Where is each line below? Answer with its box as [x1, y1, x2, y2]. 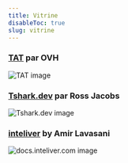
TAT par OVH [8, 52, 59, 63]
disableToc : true [8, 19, 66, 27]
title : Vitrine [8, 11, 58, 20]
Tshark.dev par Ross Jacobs [8, 90, 120, 101]
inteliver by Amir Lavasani [8, 127, 111, 138]
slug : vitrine [8, 26, 55, 34]
